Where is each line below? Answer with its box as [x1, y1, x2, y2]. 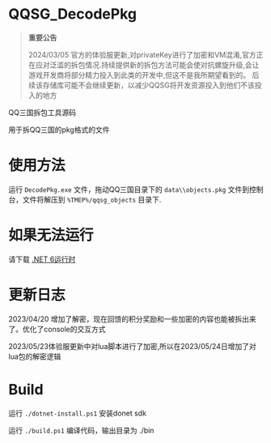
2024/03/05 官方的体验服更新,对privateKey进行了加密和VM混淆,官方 [28, 49, 256, 59]
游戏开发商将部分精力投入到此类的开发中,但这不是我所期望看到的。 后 [28, 70, 260, 79]
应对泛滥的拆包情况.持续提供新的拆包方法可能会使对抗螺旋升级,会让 [35, 60, 260, 70]
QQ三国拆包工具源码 [8, 107, 77, 117]
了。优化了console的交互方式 [8, 324, 107, 334]
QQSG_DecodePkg [8, 5, 138, 23]
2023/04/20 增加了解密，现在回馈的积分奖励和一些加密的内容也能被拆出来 [8, 313, 256, 324]
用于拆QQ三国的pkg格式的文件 [8, 125, 110, 134]
